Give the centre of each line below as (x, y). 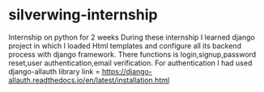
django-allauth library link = (54, 71)
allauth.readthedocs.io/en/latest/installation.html (89, 80)
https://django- (127, 71)
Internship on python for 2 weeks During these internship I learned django (132, 37)
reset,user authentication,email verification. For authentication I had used (130, 63)
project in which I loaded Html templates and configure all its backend (125, 45)
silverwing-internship (83, 15)
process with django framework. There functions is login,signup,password (132, 54)
